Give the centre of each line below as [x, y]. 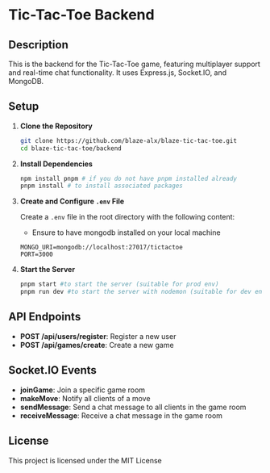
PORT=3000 [37, 255]
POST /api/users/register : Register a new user [98, 336]
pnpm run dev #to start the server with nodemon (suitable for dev [135, 292]
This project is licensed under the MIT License [85, 460]
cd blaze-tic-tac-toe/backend [71, 148]
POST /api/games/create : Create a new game [97, 345]
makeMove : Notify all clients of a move [85, 398]
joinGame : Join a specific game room [83, 390]
